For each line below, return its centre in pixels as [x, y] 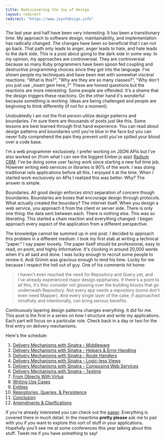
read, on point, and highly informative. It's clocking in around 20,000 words [82, 249]
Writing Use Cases [31, 382]
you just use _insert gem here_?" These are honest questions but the [75, 85]
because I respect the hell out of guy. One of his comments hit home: [75, 265]
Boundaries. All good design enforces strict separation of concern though [80, 192]
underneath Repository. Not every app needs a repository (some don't [89, 290]
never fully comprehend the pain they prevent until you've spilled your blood [83, 137]
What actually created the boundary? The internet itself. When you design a [82, 203]
